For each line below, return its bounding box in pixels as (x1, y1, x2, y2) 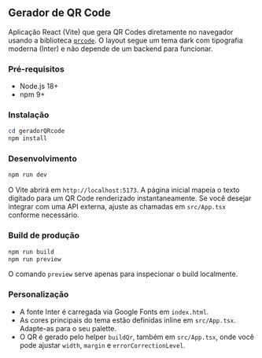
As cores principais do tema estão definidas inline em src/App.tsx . (19, 315, 236, 325)
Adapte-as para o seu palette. (19, 323, 116, 333)
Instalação (8, 109, 50, 120)
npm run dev (8, 171, 47, 179)
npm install (8, 135, 47, 142)
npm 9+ (19, 90, 46, 99)
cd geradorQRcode (8, 127, 65, 135)
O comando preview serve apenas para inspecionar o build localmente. (8, 269, 238, 279)
